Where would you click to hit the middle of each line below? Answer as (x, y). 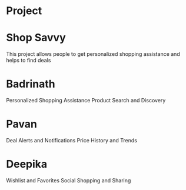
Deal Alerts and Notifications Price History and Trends (72, 140)
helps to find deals (29, 61)
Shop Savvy (36, 38)
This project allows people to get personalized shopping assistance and (93, 54)
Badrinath (31, 84)
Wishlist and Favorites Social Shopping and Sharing (69, 180)
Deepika (27, 164)
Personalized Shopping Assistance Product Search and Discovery (86, 101)
